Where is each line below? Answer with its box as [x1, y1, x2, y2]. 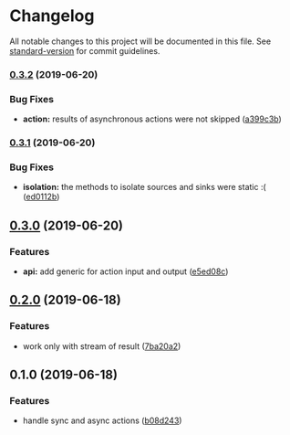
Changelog [9, 5, 95, 27]
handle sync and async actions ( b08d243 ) [22, 415, 182, 426]
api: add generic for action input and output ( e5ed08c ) [22, 266, 229, 277]
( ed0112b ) [22, 191, 60, 202]
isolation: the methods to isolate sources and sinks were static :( [22, 182, 266, 193]
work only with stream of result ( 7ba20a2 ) [22, 340, 181, 352]
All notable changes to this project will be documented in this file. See [9, 36, 272, 47]
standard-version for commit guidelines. [9, 45, 161, 56]
